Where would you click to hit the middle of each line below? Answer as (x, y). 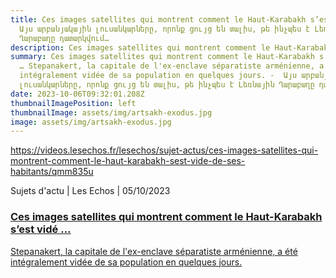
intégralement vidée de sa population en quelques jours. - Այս (158, 76)
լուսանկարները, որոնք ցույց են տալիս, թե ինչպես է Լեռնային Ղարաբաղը (167, 85)
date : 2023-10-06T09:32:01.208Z (77, 94)
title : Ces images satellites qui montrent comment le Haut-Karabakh (158, 19)
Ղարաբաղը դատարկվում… (64, 38)
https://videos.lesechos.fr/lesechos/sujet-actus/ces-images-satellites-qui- (164, 150)
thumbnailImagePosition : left (73, 103)
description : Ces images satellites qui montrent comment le (140, 47)
